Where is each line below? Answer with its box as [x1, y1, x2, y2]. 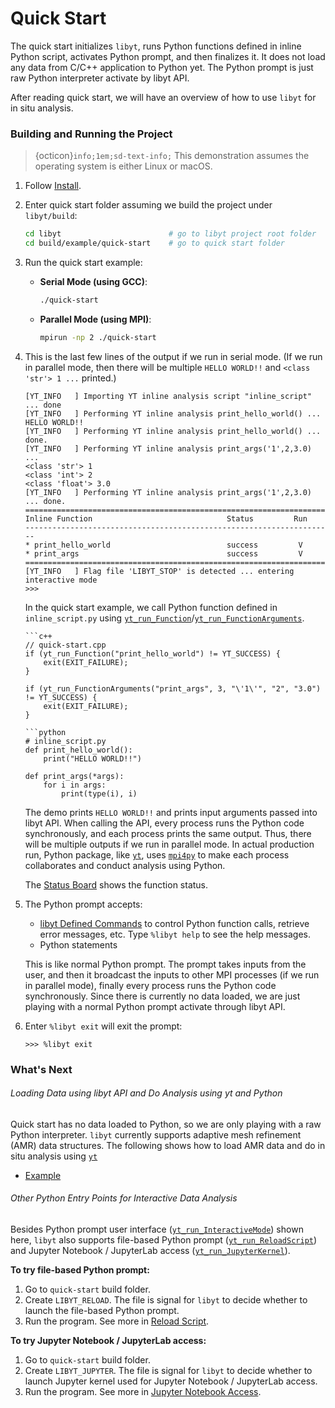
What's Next [10, 1062, 73, 1076]
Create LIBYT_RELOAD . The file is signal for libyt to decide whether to [24, 1294, 308, 1306]
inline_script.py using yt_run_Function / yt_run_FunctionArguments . [24, 612, 305, 624]
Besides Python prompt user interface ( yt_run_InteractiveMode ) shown [10, 1223, 304, 1236]
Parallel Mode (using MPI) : [39, 313, 152, 325]
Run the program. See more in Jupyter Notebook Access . [24, 1386, 262, 1398]
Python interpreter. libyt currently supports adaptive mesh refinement [10, 1128, 302, 1141]
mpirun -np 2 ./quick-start [39, 332, 157, 342]
